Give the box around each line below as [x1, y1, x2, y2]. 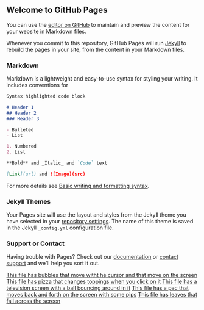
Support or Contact [6, 239, 65, 248]
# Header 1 [6, 104, 34, 110]
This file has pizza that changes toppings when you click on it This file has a [6, 278, 197, 286]
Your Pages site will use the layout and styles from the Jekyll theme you [6, 211, 187, 218]
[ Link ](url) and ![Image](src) [6, 171, 86, 177]
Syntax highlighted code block [6, 93, 86, 99]
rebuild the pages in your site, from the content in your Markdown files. [6, 46, 185, 53]
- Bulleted [6, 126, 34, 133]
